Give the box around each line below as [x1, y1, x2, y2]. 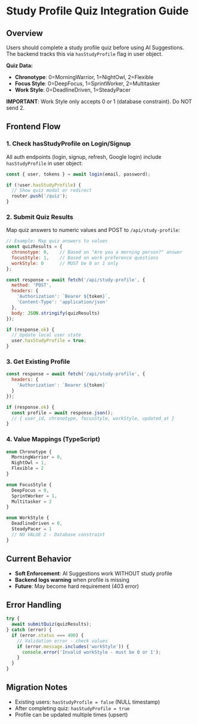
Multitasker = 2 [11, 499, 52, 505]
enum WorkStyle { [6, 515, 49, 521]
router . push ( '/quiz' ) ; [11, 193, 68, 199]
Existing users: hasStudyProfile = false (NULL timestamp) [14, 698, 160, 705]
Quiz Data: [6, 62, 33, 69]
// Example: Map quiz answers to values [6, 238, 109, 244]
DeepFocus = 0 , [11, 487, 49, 493]
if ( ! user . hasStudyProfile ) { [6, 182, 82, 188]
